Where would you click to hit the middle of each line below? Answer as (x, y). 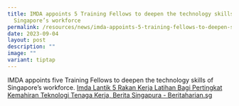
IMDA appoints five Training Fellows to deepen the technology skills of (110, 80)
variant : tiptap (31, 60)
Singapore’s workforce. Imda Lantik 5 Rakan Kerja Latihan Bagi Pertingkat (115, 87)
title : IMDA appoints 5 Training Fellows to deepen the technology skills (121, 14)
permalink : (23, 27)
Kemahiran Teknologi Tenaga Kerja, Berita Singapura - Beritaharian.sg (110, 95)
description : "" (31, 47)
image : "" (22, 54)
